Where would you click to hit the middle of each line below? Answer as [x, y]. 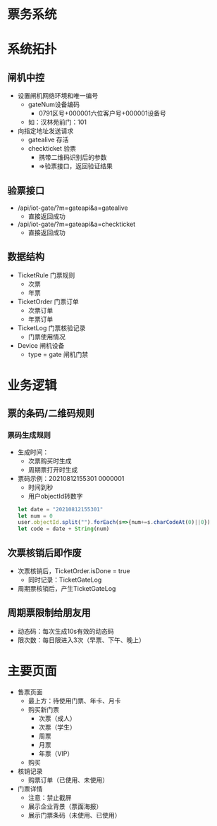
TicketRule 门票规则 [46, 275]
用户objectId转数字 [55, 496]
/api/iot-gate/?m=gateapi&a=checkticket [76, 224]
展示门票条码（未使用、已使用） [74, 815]
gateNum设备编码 [54, 105]
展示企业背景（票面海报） [65, 806]
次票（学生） [57, 727]
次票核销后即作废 [44, 552]
